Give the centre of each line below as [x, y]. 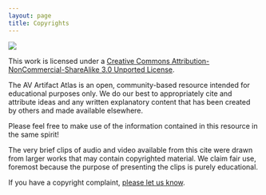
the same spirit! [34, 134]
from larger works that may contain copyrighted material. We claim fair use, [133, 158]
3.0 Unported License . [138, 70]
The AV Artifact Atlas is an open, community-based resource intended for [129, 85]
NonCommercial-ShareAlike [54, 70]
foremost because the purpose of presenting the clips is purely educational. [133, 167]
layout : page [30, 16]
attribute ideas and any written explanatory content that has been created [129, 101]
